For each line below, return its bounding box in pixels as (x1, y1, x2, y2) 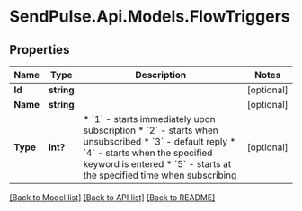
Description (135, 69, 187, 81)
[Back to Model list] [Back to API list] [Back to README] (9, 192, 216, 203)
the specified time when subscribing (83, 169, 237, 181)
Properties (9, 42, 70, 57)
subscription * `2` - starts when (83, 124, 218, 136)
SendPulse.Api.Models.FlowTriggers (9, 6, 290, 27)
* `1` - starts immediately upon (83, 113, 216, 125)
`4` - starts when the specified (83, 146, 213, 159)
